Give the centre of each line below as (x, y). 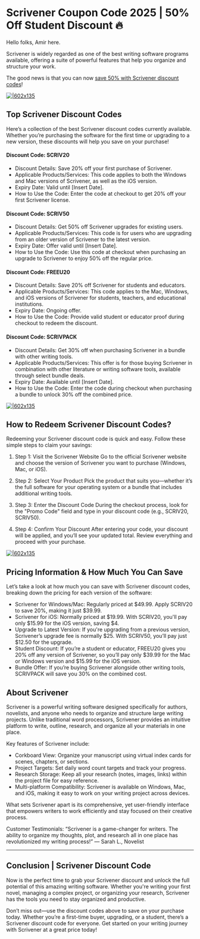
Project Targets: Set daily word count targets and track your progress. (100, 768)
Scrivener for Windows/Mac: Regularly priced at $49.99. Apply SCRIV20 (104, 605)
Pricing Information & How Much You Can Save (95, 572)
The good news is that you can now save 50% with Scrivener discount (93, 78)
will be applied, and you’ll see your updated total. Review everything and (104, 536)
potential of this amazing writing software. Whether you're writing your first (99, 886)
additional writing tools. (43, 493)
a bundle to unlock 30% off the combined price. (74, 394)
